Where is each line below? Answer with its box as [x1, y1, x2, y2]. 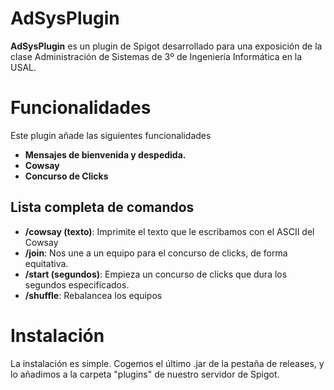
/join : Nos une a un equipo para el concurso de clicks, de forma [24, 247, 288, 259]
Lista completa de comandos [10, 199, 195, 216]
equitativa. [24, 257, 69, 269]
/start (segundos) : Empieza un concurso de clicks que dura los [24, 268, 288, 280]
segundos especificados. [24, 278, 130, 291]
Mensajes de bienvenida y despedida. [24, 148, 187, 161]
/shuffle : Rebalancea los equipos [24, 289, 163, 301]
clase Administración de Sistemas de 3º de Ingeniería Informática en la [10, 50, 303, 62]
